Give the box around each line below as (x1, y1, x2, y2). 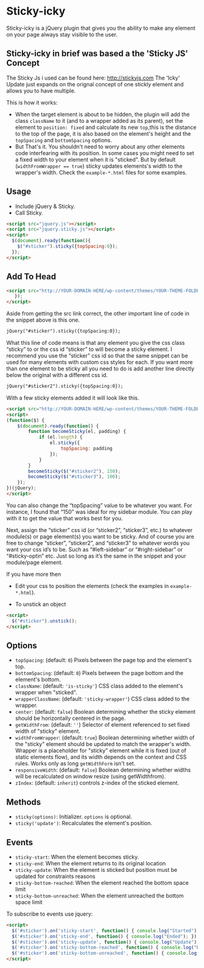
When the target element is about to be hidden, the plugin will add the (15, 111, 190, 118)
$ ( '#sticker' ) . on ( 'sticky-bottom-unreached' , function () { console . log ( (12, 950, 200, 956)
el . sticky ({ (49, 440, 80, 446)
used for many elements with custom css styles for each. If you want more (6, 359, 193, 365)
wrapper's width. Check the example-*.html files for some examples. (15, 168, 187, 176)
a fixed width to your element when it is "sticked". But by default (15, 156, 176, 163)
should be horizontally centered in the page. (15, 714, 126, 722)
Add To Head (6, 272, 56, 282)
